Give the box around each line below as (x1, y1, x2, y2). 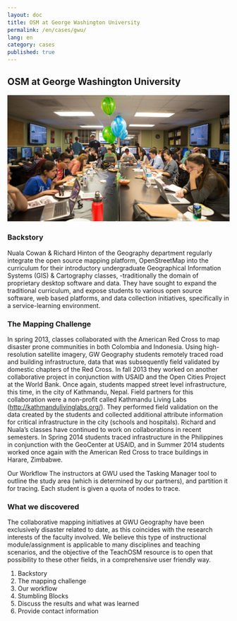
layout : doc (7, 11, 42, 18)
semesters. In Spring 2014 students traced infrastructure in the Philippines (7, 433, 224, 441)
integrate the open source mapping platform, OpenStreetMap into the (7, 256, 209, 265)
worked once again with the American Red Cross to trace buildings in (7, 448, 209, 456)
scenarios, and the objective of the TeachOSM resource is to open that (7, 548, 213, 557)
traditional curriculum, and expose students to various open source (7, 286, 202, 295)
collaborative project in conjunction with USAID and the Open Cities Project (7, 372, 226, 381)
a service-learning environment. (7, 301, 101, 309)
